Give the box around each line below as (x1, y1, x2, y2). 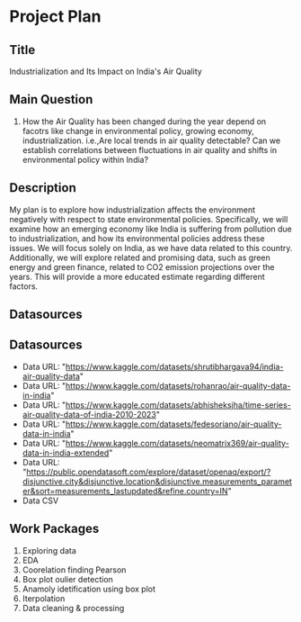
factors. (9, 281, 39, 292)
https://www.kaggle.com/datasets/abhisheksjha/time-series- (66, 399, 292, 410)
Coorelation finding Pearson (22, 564, 127, 575)
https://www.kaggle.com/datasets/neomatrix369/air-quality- (66, 437, 289, 448)
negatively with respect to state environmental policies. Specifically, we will (9, 213, 288, 224)
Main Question (9, 92, 93, 107)
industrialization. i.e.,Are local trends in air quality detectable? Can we (22, 135, 281, 146)
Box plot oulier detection (22, 573, 114, 584)
